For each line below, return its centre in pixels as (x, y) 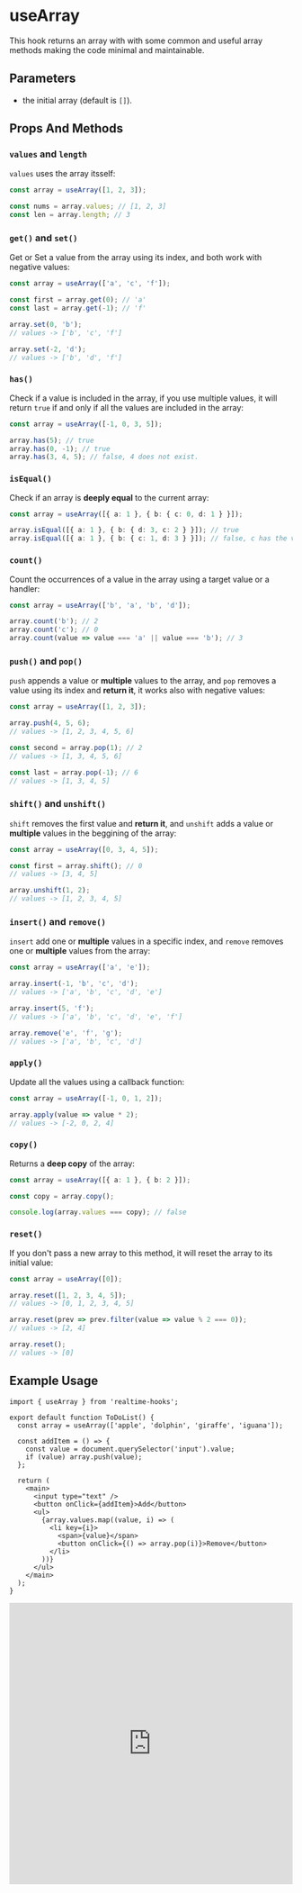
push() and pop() (46, 661)
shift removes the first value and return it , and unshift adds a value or (142, 823)
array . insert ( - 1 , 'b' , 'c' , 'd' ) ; (74, 984)
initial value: (31, 1263)
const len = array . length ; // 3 (70, 215)
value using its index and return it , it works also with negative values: (138, 691)
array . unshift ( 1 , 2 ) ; (50, 891)
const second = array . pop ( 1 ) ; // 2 (76, 747)
